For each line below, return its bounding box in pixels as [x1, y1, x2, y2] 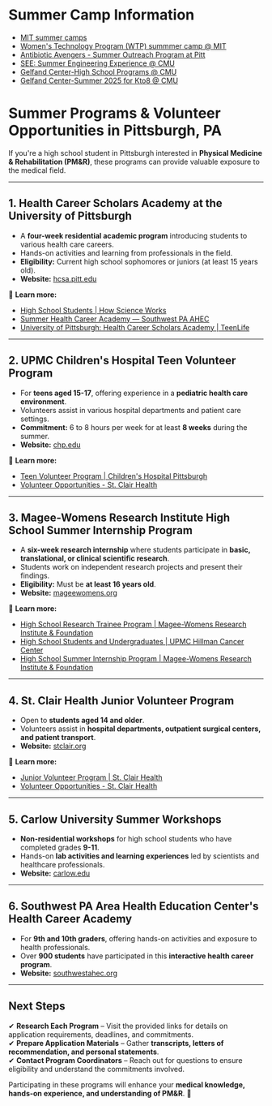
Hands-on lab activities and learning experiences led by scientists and [19, 850, 260, 861]
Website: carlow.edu [19, 868, 91, 878]
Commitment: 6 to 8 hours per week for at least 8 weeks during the [19, 422, 248, 432]
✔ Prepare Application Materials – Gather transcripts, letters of [8, 1038, 224, 1048]
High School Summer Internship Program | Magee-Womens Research [19, 654, 253, 664]
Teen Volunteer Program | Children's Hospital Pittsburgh [19, 471, 208, 480]
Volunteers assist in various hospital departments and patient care [19, 405, 241, 415]
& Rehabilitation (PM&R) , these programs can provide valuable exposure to [8, 157, 261, 166]
